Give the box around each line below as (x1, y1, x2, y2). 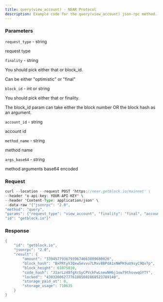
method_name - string (5, 138, 45, 143)
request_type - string (5, 38, 47, 44)
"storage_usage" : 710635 (22, 284, 73, 288)
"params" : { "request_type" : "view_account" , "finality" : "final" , (5, 211, 142, 216)
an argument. (5, 110, 32, 115)
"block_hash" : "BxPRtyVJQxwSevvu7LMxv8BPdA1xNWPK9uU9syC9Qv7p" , (22, 261, 155, 266)
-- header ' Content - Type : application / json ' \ (5, 198, 98, 203)
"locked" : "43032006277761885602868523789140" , (22, 274, 120, 279)
